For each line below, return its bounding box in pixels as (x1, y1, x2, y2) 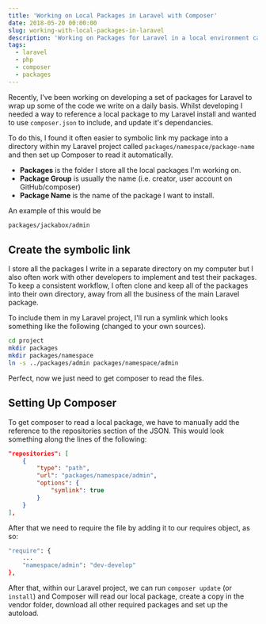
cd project (8, 337, 44, 345)
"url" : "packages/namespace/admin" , (36, 472, 158, 480)
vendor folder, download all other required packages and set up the (8, 600, 228, 609)
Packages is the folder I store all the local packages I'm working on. (19, 165, 241, 174)
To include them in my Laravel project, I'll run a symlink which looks (8, 313, 228, 323)
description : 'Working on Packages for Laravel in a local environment (8, 33, 249, 42)
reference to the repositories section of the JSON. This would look (8, 426, 224, 435)
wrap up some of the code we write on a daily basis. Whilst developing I (8, 101, 243, 110)
